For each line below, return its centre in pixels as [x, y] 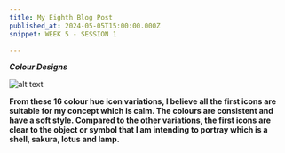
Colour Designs [39, 67]
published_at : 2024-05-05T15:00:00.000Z [85, 26]
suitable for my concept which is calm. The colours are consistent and [141, 111]
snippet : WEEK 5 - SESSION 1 [63, 34]
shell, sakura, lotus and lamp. [64, 140]
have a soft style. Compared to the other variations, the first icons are [140, 120]
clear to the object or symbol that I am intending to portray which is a [139, 130]
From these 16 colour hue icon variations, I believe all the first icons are [143, 101]
